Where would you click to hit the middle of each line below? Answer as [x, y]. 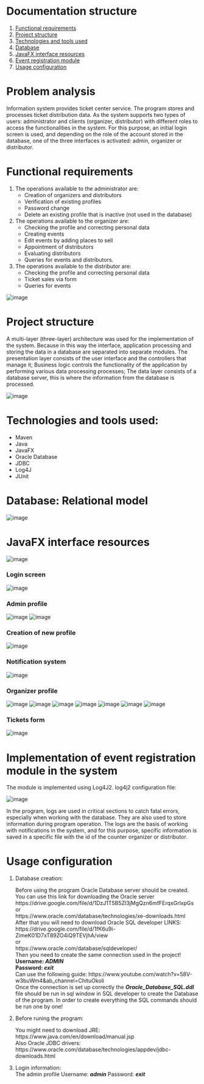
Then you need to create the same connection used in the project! [98, 955]
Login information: [38, 1068]
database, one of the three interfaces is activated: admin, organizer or [94, 141]
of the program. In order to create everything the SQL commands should [106, 1000]
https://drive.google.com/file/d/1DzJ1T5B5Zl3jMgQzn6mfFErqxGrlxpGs [104, 903]
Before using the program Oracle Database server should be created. [102, 890]
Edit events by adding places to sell [69, 240]
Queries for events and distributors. [69, 259]
